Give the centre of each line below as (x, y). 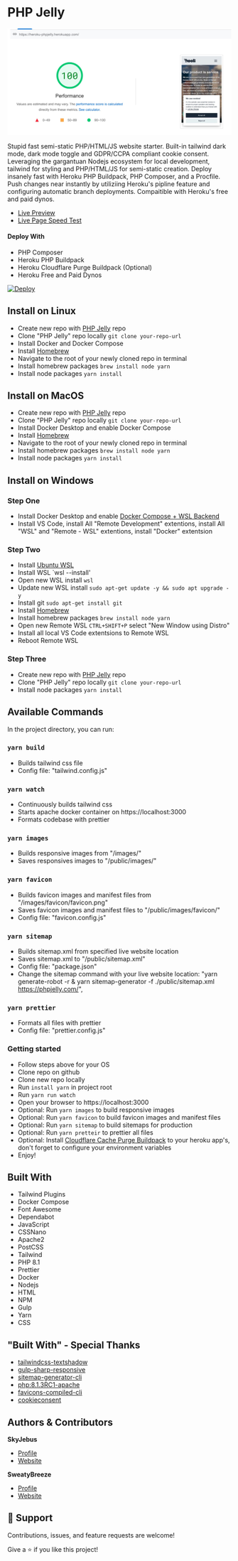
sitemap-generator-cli (50, 1377)
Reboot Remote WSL (48, 641)
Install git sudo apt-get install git (70, 603)
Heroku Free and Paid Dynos (60, 275)
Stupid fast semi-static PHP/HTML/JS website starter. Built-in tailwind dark (117, 146)
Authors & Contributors (60, 1422)
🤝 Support (30, 1518)
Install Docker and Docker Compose (70, 343)
